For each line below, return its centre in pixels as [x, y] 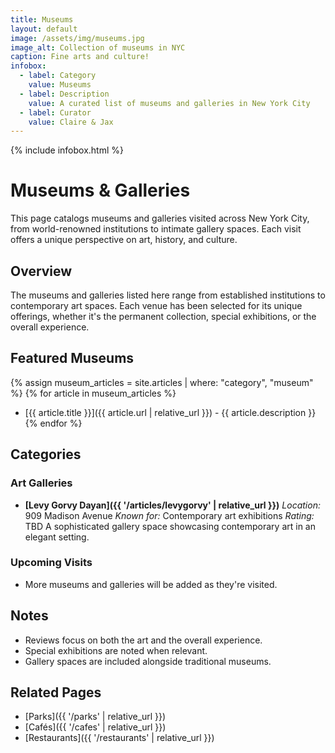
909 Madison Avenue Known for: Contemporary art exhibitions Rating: [169, 515]
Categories [46, 454]
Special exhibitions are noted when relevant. [116, 650]
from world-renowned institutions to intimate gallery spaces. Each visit [156, 229]
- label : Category [58, 76]
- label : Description [64, 94]
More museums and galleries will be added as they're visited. [151, 584]
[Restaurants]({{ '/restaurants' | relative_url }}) [119, 738]
